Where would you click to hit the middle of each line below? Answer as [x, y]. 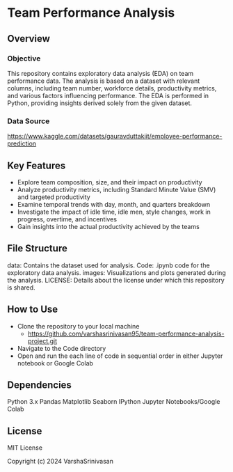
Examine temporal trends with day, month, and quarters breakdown [114, 204]
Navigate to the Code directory [62, 348]
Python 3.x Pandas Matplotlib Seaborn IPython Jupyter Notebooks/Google [114, 402]
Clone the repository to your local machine [78, 326]
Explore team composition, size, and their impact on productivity [110, 182]
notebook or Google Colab [55, 363]
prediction [22, 143]
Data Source [29, 121]
